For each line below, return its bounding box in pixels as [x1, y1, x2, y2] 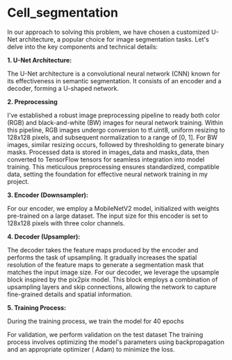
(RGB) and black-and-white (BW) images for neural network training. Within [7, 118, 224, 126]
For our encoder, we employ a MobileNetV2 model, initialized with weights [7, 204, 220, 212]
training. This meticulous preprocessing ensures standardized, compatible [7, 162, 220, 171]
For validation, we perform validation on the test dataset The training [7, 330, 204, 338]
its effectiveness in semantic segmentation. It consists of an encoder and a [7, 76, 222, 85]
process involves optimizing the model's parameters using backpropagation [7, 338, 224, 346]
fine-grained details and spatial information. [7, 290, 133, 298]
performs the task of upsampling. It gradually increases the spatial [7, 253, 197, 262]
